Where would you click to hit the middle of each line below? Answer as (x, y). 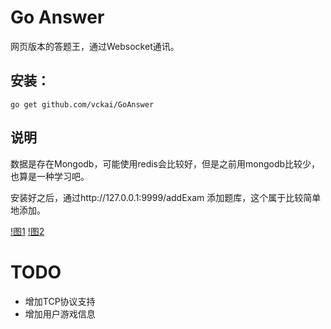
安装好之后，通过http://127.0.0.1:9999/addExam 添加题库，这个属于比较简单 (166, 197)
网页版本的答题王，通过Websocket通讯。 (95, 46)
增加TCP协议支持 (60, 301)
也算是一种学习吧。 (50, 176)
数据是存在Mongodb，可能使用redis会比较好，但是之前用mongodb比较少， (165, 163)
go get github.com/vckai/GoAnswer (82, 104)
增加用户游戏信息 (60, 313)
